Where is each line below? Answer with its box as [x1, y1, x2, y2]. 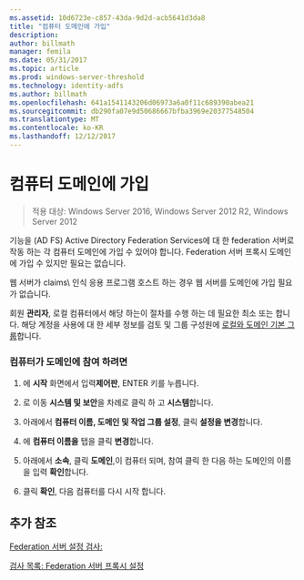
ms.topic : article [9, 65, 79, 74]
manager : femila [9, 47, 71, 56]
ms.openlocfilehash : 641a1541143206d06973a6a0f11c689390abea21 [9, 97, 255, 107]
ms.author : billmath [9, 89, 88, 98]
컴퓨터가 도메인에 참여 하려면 [9, 355, 128, 368]
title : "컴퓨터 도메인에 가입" [9, 22, 111, 31]
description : [9, 30, 59, 39]
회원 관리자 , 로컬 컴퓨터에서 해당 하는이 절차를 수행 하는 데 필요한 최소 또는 [9, 307, 274, 319]
